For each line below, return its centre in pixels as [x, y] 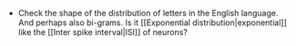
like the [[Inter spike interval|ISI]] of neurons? [103, 32]
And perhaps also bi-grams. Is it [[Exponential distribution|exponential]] [152, 23]
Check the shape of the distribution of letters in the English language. [148, 13]
